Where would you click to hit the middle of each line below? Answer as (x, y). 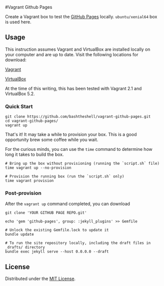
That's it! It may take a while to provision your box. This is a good (71, 135)
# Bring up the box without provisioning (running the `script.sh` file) (82, 164)
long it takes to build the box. (34, 154)
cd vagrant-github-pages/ (32, 121)
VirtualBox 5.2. (20, 94)
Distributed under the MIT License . (40, 279)
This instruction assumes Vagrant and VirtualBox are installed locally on (78, 49)
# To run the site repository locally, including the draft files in (78, 243)
